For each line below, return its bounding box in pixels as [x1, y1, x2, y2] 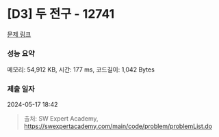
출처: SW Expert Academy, [23, 114, 99, 123]
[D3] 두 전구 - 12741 [7, 6, 115, 22]
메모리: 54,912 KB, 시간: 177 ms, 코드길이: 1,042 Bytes [7, 65, 155, 74]
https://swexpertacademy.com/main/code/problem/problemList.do [23, 122, 213, 130]
